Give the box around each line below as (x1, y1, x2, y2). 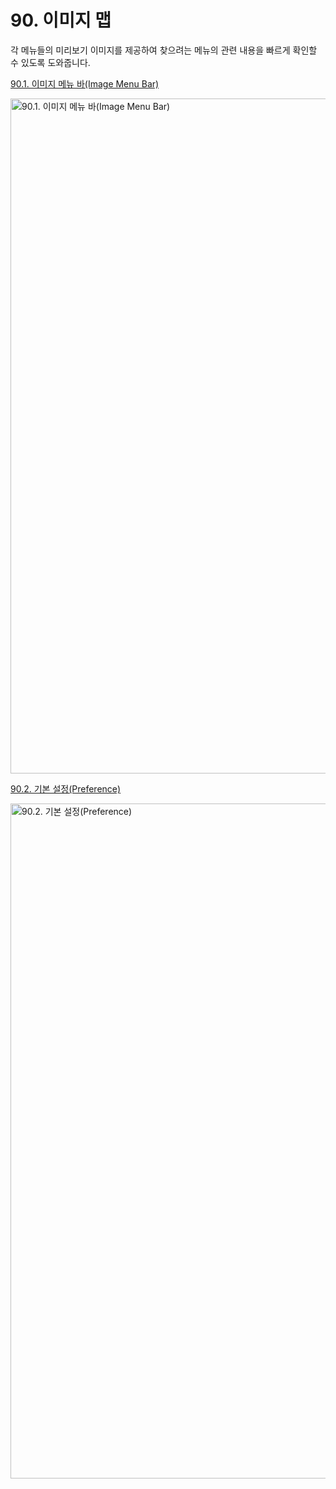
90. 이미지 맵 (10, 9, 112, 32)
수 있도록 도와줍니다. (10, 56, 91, 68)
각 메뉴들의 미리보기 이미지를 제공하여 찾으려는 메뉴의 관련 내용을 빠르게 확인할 (10, 44, 318, 56)
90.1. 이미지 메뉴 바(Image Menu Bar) (10, 77, 160, 90)
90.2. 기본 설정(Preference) (10, 782, 122, 795)
